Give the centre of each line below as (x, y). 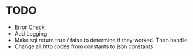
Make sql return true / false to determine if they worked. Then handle (101, 40)
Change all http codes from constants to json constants (84, 46)
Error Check (29, 27)
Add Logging (31, 33)
